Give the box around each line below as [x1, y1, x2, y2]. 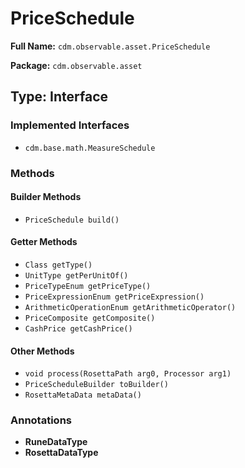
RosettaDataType [24, 447, 99, 459]
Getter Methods [10, 236, 78, 248]
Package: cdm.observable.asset [10, 59, 143, 71]
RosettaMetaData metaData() [24, 390, 142, 401]
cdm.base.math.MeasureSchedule [24, 143, 156, 153]
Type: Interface [10, 88, 109, 106]
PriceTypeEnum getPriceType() [24, 281, 152, 291]
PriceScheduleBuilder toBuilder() [24, 380, 169, 390]
